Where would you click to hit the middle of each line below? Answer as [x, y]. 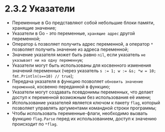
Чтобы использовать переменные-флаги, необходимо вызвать [80, 113]
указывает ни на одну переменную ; [47, 60]
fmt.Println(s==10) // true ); [43, 76]
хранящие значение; [34, 28]
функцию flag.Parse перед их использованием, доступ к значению [84, 118]
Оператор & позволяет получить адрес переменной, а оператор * [82, 44]
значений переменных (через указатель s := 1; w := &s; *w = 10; [84, 70]
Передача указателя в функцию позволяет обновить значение [77, 81]
